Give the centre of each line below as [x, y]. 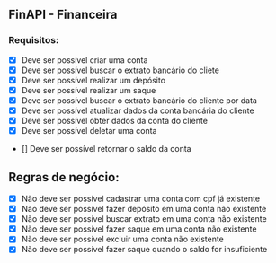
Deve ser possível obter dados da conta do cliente [115, 121]
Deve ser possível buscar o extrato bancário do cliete [120, 70]
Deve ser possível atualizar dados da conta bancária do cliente [138, 110]
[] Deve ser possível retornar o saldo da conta [106, 149]
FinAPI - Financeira [63, 15]
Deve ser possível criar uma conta [85, 60]
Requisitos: [34, 40]
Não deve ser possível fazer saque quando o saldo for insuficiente [144, 250]
